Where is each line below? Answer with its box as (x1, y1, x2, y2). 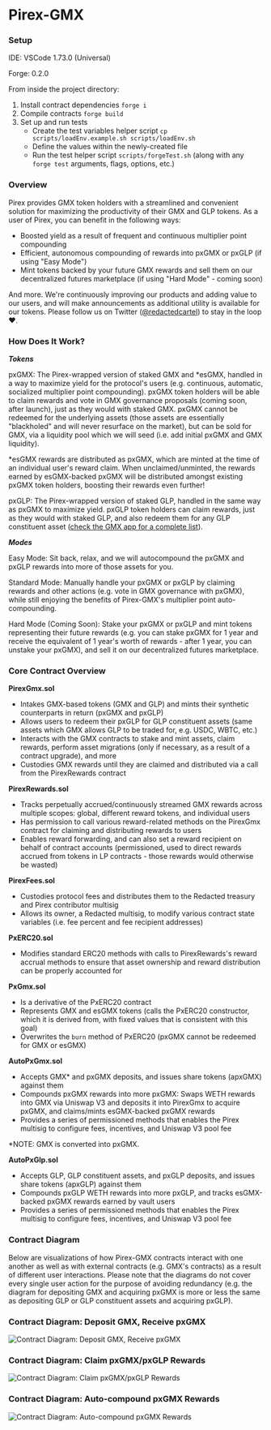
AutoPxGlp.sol (8, 1155, 58, 1165)
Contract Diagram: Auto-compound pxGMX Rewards (8, 1393, 220, 1405)
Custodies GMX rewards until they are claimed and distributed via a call (19, 760, 259, 770)
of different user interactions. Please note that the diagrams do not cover (8, 1269, 252, 1279)
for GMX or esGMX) (19, 1041, 87, 1050)
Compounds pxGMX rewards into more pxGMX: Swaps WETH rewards (19, 1089, 256, 1099)
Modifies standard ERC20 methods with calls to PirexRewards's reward (19, 949, 257, 959)
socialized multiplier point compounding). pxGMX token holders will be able (8, 387, 260, 397)
